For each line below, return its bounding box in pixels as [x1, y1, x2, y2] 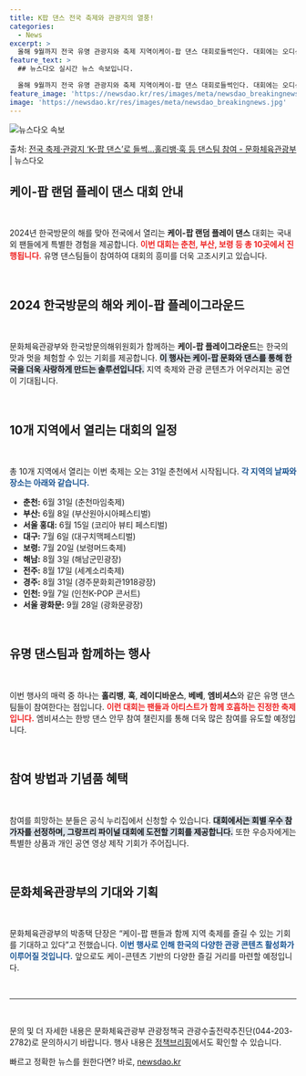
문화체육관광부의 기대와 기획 [9, 884, 159, 900]
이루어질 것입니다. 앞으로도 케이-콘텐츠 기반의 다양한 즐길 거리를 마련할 [9, 951, 261, 962]
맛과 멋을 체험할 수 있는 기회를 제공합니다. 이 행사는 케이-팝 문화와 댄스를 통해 [9, 352, 283, 363]
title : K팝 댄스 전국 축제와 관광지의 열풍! [9, 13, 155, 23]
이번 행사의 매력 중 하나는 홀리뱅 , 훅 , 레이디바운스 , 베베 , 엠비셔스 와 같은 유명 [9, 690, 279, 701]
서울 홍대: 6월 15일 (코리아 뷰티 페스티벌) [22, 519, 168, 530]
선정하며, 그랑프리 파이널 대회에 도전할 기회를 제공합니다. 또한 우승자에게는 [33, 826, 297, 837]
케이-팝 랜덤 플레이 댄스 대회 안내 [9, 183, 184, 199]
